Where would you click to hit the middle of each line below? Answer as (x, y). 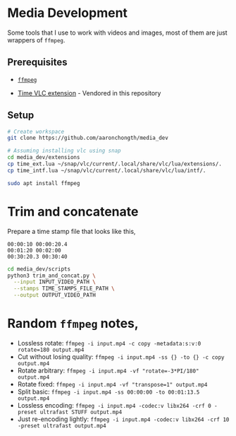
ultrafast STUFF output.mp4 (81, 412)
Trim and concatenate (73, 212)
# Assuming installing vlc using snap (64, 151)
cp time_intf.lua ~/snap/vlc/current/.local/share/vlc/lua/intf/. (107, 170)
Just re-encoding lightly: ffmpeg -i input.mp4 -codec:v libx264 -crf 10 (123, 419)
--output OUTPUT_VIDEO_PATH (55, 295)
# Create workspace (36, 131)
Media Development (68, 13)
